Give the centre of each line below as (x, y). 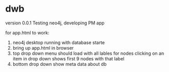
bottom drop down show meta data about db (60, 64)
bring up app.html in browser (43, 48)
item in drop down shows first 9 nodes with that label (68, 58)
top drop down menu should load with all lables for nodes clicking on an (88, 53)
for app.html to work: (27, 32)
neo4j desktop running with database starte (59, 42)
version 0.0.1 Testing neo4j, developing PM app (55, 23)
